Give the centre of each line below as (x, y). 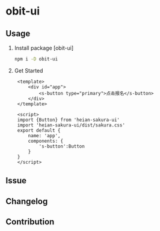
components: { (46, 141)
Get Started (29, 70)
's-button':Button (62, 146)
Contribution (30, 222)
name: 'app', (44, 135)
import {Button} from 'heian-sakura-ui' (69, 120)
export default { (39, 130)
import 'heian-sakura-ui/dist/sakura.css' (71, 125)
